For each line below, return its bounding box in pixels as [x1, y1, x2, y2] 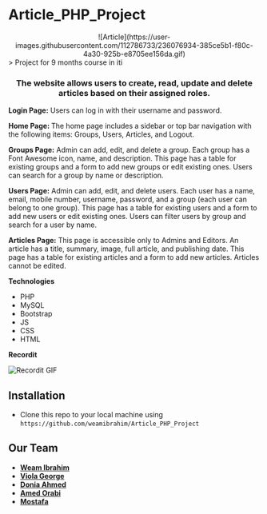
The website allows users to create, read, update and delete [15, 78, 253, 89]
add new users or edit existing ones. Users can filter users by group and [8, 212, 246, 221]
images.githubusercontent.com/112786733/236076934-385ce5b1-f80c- [14, 40, 253, 50]
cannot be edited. [8, 261, 66, 271]
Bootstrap [19, 309, 53, 319]
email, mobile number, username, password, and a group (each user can [8, 194, 248, 205]
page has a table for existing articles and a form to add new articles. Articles [8, 253, 260, 262]
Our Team [8, 441, 58, 455]
